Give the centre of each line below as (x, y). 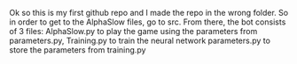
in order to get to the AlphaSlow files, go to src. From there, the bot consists (148, 22)
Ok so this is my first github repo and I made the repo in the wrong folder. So (149, 13)
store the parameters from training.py (78, 50)
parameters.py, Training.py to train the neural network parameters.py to (140, 40)
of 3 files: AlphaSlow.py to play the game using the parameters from (133, 31)
